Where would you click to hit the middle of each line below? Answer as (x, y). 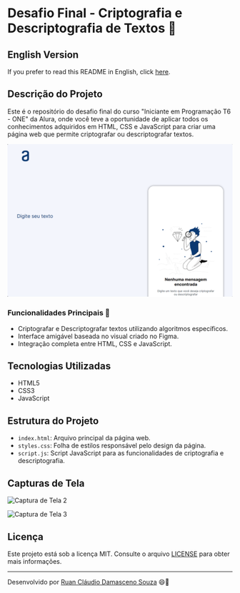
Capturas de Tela (46, 483)
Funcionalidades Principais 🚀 (59, 313)
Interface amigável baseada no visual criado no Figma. (98, 336)
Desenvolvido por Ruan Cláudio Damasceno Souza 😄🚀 (89, 582)
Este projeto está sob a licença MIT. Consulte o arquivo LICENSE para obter (119, 554)
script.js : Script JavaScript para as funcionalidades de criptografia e (121, 453)
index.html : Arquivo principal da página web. (84, 438)
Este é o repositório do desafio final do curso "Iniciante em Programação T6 (119, 111)
